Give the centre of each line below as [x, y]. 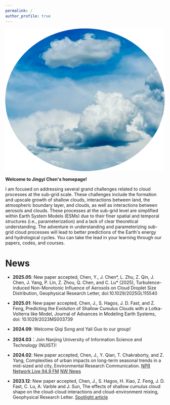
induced [21, 288]
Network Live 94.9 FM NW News [47, 371]
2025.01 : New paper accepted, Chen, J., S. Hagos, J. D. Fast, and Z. [84, 303]
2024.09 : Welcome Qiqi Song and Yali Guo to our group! [72, 329]
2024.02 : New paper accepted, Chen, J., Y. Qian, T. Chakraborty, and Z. [88, 355]
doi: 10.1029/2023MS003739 [43, 319]
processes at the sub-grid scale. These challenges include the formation [81, 194]
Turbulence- [149, 283]
